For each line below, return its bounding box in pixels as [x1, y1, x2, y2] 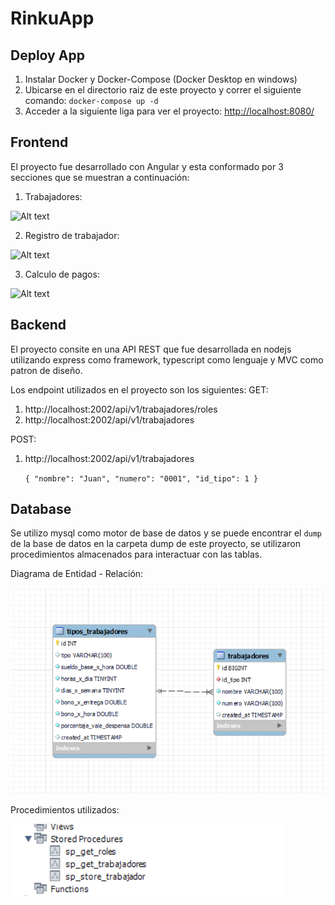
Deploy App [10, 47, 85, 64]
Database [10, 501, 72, 518]
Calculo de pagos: [24, 268, 100, 280]
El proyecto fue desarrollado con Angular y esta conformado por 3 [10, 160, 284, 172]
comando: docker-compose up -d [24, 95, 159, 106]
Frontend [10, 134, 69, 151]
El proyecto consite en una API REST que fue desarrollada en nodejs [10, 343, 292, 355]
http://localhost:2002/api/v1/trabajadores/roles [24, 403, 218, 415]
